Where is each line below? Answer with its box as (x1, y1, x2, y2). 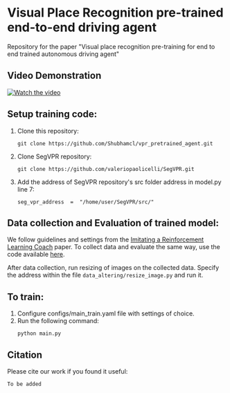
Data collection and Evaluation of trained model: (7, 217, 220, 229)
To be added (7, 381, 42, 387)
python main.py (17, 330, 62, 337)
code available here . (7, 250, 65, 259)
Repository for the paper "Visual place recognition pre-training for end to (7, 42, 215, 51)
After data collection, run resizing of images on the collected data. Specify (7, 264, 220, 272)
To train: (7, 291, 44, 302)
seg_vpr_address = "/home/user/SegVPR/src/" (17, 199, 154, 205)
